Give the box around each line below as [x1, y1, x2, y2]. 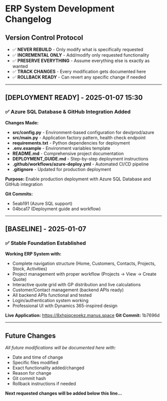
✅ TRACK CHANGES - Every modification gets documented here [12, 69, 146, 75]
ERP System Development [5, 3, 115, 14]
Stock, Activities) [12, 266, 47, 272]
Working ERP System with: [5, 251, 62, 257]
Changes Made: [5, 120, 39, 126]
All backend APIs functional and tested [12, 292, 92, 298]
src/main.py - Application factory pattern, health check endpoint [12, 135, 146, 141]
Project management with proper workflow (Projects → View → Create [12, 271, 157, 277]
